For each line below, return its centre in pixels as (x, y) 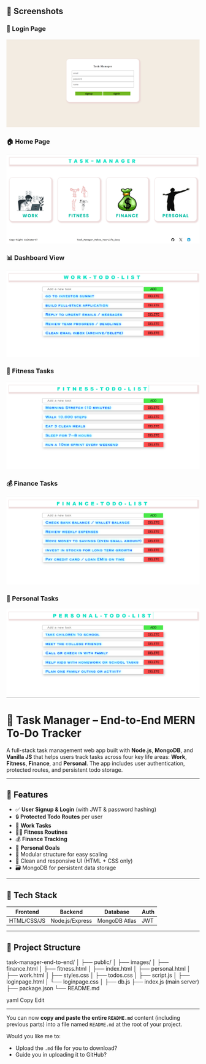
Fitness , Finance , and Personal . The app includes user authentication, (96, 763)
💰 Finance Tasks (32, 484)
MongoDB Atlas (117, 920)
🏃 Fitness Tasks (30, 371)
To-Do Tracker (44, 733)
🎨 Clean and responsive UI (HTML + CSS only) (74, 861)
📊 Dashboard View (36, 257)
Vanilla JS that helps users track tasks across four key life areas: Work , (97, 756)
